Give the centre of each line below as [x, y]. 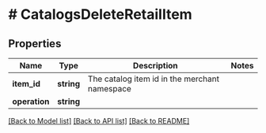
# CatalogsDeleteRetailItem [100, 15]
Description [156, 66]
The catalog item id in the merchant [154, 79]
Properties [35, 44]
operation [31, 102]
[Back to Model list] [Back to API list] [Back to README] [99, 121]
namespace [110, 89]
